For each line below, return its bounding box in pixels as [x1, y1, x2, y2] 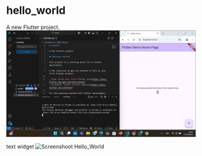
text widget [6, 143, 34, 151]
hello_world [6, 4, 66, 17]
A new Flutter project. [6, 23, 60, 31]
